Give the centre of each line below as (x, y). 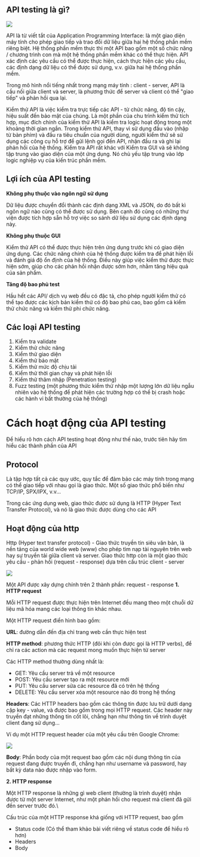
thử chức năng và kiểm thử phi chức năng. (58, 308)
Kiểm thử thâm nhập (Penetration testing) (66, 379)
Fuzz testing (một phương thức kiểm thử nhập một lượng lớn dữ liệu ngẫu (104, 386)
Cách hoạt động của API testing (86, 423)
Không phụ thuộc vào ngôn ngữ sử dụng (57, 193)
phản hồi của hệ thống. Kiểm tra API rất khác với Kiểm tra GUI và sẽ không (98, 147)
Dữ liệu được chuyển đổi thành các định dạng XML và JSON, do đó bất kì (96, 205)
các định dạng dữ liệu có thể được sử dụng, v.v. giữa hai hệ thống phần (94, 67)
